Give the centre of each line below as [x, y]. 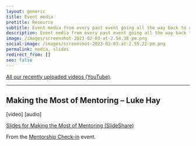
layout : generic [26, 11]
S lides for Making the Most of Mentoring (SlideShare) [70, 126]
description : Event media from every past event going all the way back [96, 33]
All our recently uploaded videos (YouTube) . [59, 77]
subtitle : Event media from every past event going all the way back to [96, 28]
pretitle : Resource [30, 22]
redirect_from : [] [28, 55]
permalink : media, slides [37, 49]
